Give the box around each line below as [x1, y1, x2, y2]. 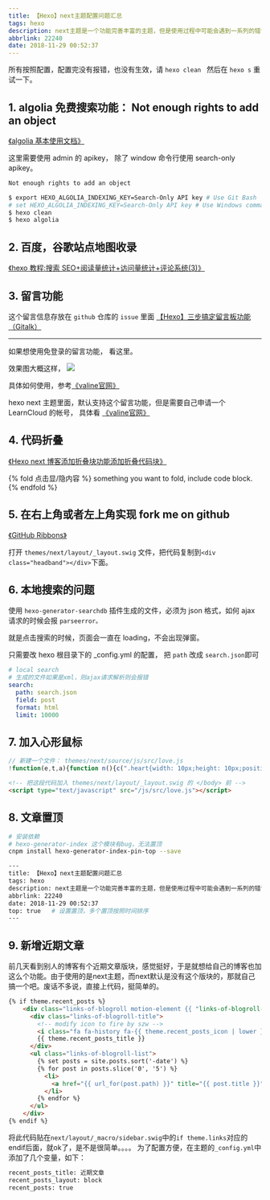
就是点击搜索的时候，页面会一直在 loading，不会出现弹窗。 [8, 633, 204, 643]
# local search [8, 666, 59, 674]
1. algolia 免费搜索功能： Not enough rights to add [8, 100, 260, 114]
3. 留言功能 [8, 289, 63, 302]
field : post [15, 696, 56, 704]
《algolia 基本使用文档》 [8, 136, 85, 145]
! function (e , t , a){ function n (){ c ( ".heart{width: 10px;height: [8, 764, 221, 772]
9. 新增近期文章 [8, 938, 84, 952]
